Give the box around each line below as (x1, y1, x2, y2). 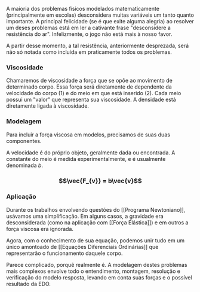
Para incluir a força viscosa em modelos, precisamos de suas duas (6, 131, 170, 138)
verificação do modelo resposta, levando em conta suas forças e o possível (6, 273, 192, 281)
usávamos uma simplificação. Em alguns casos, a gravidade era (6, 212, 164, 220)
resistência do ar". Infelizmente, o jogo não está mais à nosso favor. (6, 31, 173, 38)
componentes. (6, 137, 42, 144)
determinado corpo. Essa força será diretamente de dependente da (6, 83, 172, 90)
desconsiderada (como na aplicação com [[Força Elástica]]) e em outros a (6, 218, 189, 226)
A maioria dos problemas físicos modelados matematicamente (6, 5, 160, 12)
